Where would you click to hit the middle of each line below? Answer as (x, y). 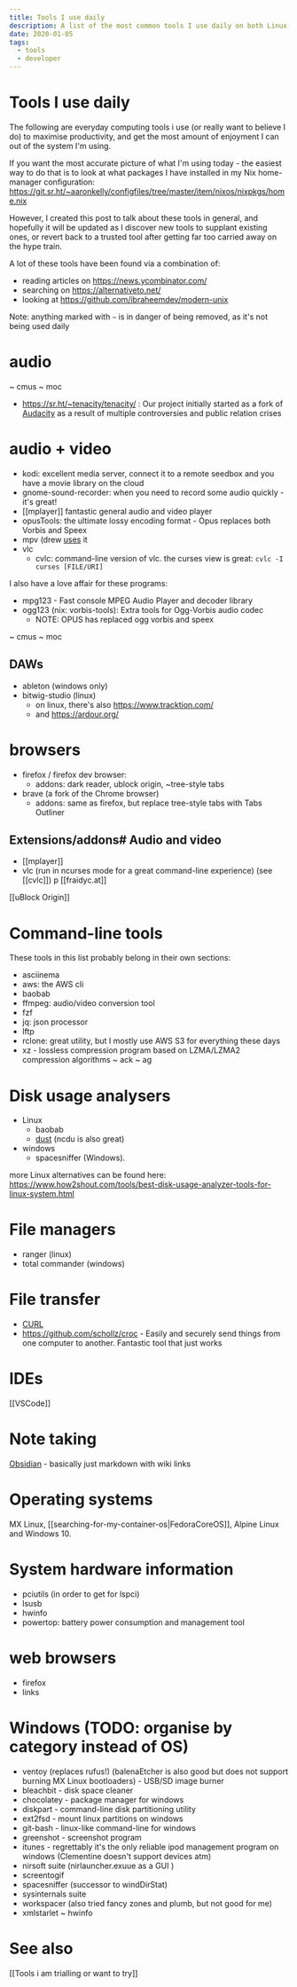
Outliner (50, 812)
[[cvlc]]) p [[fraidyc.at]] (64, 880)
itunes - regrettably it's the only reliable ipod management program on (150, 1847)
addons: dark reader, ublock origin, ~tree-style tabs (129, 784)
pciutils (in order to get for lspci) (81, 1594)
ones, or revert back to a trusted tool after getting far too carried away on (143, 237)
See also (41, 1948)
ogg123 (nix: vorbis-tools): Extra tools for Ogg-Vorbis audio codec (143, 609)
